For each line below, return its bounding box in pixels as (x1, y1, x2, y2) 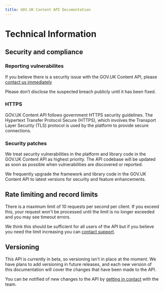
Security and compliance (5, 48, 83, 57)
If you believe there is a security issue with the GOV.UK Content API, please (5, 74, 158, 80)
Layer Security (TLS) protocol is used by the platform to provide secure (5, 122, 149, 128)
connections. (5, 127, 32, 133)
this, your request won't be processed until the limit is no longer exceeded (5, 208, 155, 214)
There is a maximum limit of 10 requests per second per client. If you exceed (5, 204, 159, 209)
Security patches (5, 140, 47, 146)
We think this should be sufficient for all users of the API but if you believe (5, 223, 154, 229)
